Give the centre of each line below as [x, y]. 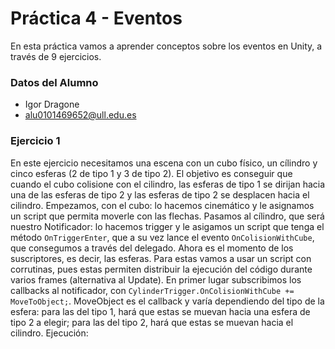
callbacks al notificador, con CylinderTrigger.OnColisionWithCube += [152, 290]
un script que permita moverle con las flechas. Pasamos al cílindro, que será [167, 216]
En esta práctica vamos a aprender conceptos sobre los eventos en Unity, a [166, 46]
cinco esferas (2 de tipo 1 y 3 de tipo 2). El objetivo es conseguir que [151, 173]
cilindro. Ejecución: [49, 333]
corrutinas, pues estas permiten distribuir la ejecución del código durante [161, 269]
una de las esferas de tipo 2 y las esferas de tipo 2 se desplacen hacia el [160, 194]
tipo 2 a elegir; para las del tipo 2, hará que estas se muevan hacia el [152, 322]
